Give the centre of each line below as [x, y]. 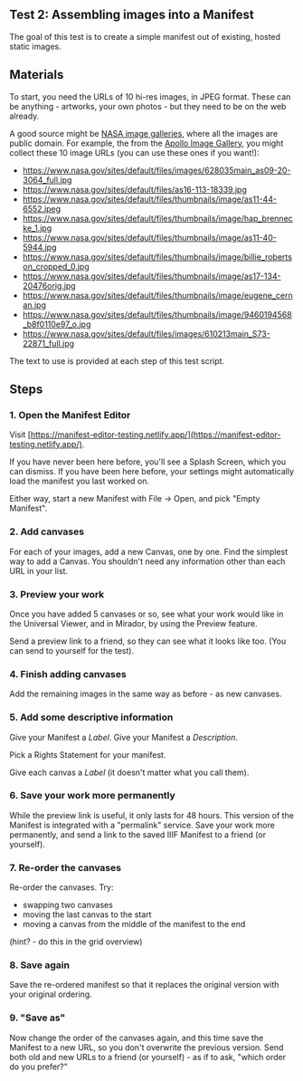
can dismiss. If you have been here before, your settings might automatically [152, 472]
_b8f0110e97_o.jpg [57, 324]
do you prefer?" [38, 1067]
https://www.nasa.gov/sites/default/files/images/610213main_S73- [147, 333]
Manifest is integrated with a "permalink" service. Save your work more [142, 825]
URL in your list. [39, 570]
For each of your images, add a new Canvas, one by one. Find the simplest [148, 551]
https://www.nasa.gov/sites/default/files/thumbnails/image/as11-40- [150, 237]
